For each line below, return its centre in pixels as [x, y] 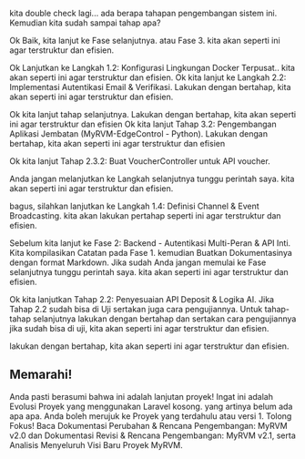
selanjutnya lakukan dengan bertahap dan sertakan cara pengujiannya [165, 319]
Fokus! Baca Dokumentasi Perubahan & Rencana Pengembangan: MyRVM [149, 425]
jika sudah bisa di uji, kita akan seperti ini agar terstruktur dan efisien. [139, 328]
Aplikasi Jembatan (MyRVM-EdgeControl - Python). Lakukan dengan [139, 134]
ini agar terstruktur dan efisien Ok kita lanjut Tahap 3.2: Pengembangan [143, 124]
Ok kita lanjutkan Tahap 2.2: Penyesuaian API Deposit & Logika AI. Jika [142, 299]
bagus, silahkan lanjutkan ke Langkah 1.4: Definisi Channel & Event [134, 206]
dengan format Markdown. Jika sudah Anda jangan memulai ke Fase [138, 262]
